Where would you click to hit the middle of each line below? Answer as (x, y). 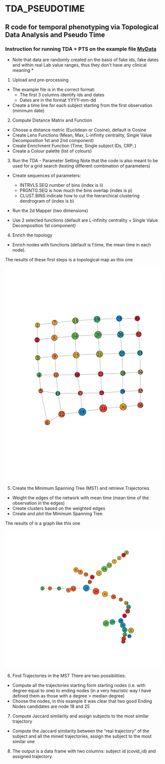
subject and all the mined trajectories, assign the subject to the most (82, 736)
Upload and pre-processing (41, 79)
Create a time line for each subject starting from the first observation (82, 105)
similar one (23, 741)
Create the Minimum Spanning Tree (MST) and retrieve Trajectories (81, 488)
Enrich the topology (32, 235)
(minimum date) (28, 110)
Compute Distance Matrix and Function (52, 120)
